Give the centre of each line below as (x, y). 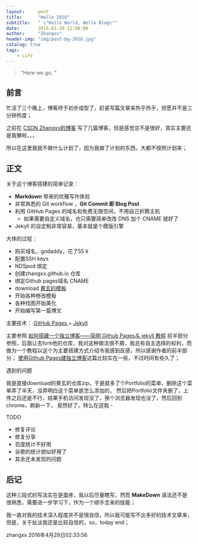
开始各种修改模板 (35, 296)
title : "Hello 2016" (38, 17)
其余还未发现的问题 (38, 459)
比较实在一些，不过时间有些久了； (139, 358)
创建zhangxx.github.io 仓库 (48, 274)
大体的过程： (22, 239)
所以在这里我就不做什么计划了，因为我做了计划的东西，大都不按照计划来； (97, 148)
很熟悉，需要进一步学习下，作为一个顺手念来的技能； (71, 503)
